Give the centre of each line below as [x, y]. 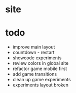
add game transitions [35, 74]
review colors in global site [41, 63]
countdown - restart [33, 53]
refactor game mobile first [40, 69]
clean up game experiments [42, 80]
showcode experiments [37, 58]
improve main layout [34, 47]
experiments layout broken [40, 85]
